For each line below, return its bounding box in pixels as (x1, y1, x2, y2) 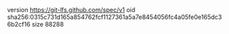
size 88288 (32, 20, 64, 28)
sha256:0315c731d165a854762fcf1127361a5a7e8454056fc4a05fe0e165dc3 (7, 13, 222, 21)
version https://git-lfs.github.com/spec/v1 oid (7, 6, 136, 14)
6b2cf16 (7, 20, 31, 28)
